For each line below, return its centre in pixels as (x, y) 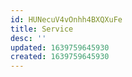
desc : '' (28, 38)
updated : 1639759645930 (60, 47)
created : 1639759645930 (60, 57)
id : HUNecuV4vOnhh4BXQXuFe (66, 19)
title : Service (42, 29)
